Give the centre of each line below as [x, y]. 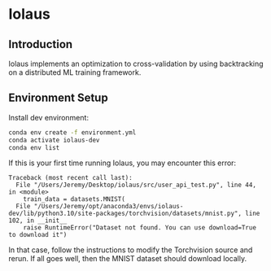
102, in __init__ [38, 221]
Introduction [41, 44]
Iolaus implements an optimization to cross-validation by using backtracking [136, 63]
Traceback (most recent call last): [70, 178]
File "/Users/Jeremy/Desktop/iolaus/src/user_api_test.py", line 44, [136, 185]
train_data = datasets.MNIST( [74, 199]
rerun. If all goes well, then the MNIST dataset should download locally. [127, 259]
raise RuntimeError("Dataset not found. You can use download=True [140, 228]
